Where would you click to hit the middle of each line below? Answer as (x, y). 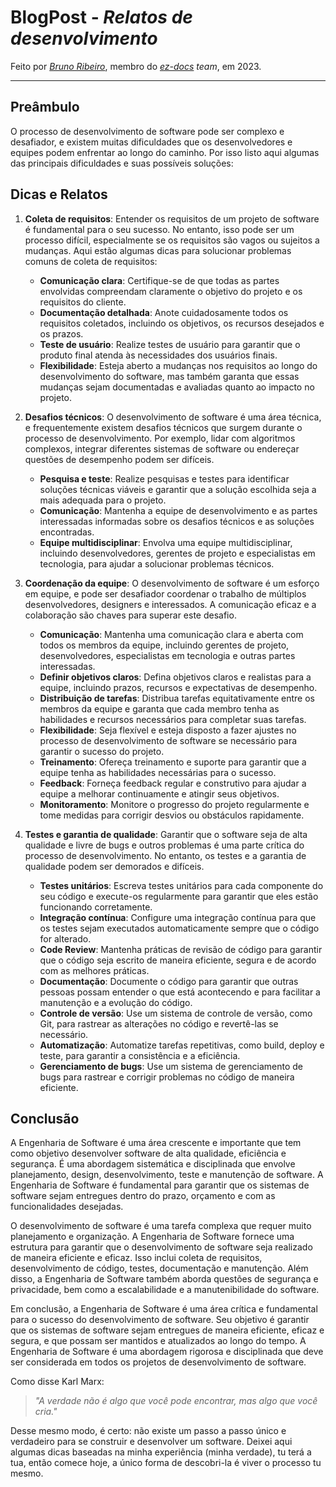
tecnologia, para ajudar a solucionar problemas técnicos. (157, 563)
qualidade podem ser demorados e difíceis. (114, 866)
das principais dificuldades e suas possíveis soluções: (122, 163)
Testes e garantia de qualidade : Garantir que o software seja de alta (166, 834)
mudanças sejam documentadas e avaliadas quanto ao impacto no (177, 387)
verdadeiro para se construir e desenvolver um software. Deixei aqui (151, 1442)
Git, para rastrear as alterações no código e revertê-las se (159, 1023)
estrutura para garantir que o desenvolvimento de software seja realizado (161, 1247)
